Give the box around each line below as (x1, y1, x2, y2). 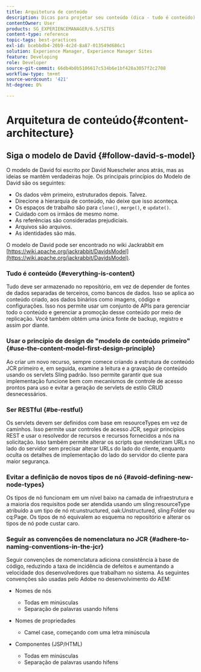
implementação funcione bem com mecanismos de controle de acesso (6, 377, 183, 384)
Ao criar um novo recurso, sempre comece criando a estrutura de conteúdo (6, 358, 195, 365)
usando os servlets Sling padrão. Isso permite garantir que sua (6, 371, 162, 378)
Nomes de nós (14, 587, 52, 595)
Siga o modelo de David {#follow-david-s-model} (6, 150, 196, 160)
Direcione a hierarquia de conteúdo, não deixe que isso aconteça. (14, 197, 179, 205)
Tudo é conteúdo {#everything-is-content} (6, 269, 135, 277)
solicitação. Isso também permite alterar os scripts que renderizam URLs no (6, 438, 195, 446)
